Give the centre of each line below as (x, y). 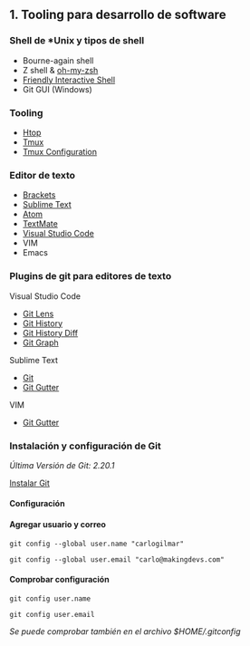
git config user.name (50, 598)
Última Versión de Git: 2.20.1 (62, 465)
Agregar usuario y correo (58, 525)
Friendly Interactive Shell (69, 80)
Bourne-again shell (58, 60)
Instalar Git (29, 483)
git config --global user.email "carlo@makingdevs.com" (117, 559)
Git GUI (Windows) (57, 89)
